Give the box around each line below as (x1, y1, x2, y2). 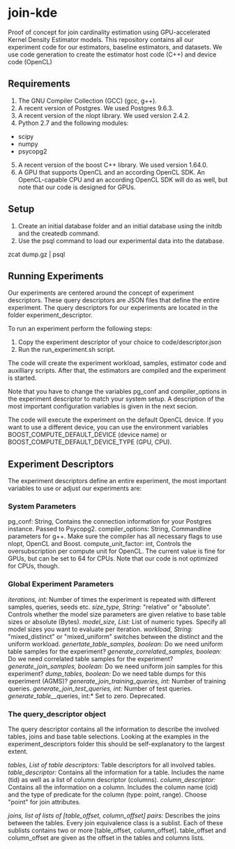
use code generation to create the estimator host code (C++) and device (8, 50, 217, 59)
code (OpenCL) (8, 57, 53, 66)
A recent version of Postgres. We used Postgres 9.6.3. (17, 103, 174, 112)
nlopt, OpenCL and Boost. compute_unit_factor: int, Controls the (8, 540, 192, 548)
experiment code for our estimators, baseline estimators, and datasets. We (8, 43, 222, 51)
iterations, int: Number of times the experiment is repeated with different (8, 595, 216, 603)
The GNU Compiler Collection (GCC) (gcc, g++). (17, 96, 158, 105)
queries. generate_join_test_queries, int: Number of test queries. (8, 684, 192, 693)
